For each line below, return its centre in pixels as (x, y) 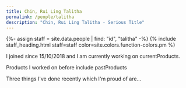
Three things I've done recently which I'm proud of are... (74, 79)
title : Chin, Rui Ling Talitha (44, 11)
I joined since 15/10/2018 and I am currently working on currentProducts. (93, 57)
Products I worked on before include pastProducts (66, 68)
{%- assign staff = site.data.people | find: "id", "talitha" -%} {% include (91, 39)
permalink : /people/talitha (40, 17)
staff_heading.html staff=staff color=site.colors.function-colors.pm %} (91, 45)
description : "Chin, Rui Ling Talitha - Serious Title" (75, 22)
